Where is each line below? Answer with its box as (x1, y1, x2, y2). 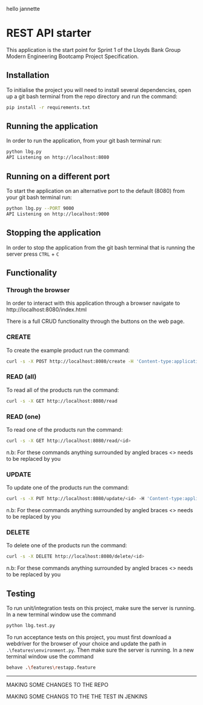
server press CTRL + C (6, 250, 59, 258)
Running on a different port (6, 171, 110, 181)
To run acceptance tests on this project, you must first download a (6, 633, 172, 640)
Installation (6, 70, 50, 80)
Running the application (6, 121, 98, 132)
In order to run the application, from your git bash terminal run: (6, 137, 162, 145)
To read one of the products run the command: (6, 426, 123, 433)
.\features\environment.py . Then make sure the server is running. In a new (6, 646, 195, 654)
